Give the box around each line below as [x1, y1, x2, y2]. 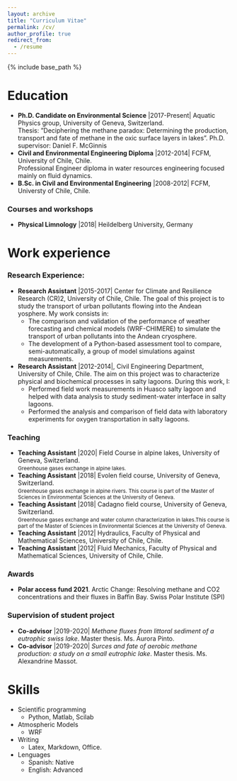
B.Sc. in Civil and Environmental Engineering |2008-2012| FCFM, [17, 179, 211, 187]
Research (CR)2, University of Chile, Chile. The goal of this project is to [17, 294, 225, 302]
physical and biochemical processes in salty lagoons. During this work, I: [17, 377, 230, 385]
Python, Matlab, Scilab [28, 712, 94, 721]
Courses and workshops [7, 204, 93, 214]
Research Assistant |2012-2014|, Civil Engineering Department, [17, 362, 204, 370]
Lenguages [17, 750, 51, 759]
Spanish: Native [28, 758, 74, 766]
